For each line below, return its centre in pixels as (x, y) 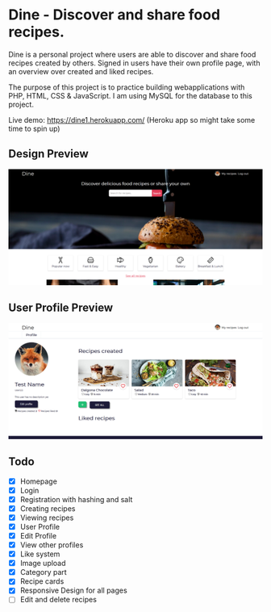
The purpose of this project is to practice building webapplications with (127, 87)
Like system (40, 554)
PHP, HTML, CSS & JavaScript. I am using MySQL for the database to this (130, 95)
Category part (43, 572)
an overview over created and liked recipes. (81, 71)
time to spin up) (34, 128)
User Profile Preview (61, 308)
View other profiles (52, 545)
